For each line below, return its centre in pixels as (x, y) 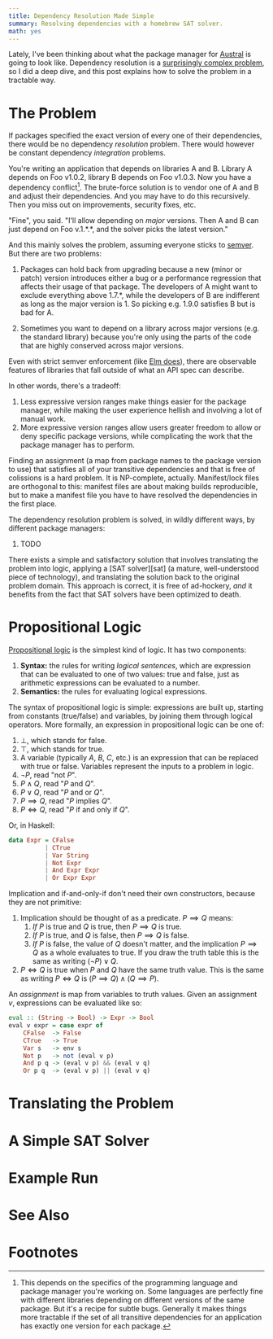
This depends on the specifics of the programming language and (129, 1282)
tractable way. (32, 80)
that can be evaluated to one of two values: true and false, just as (130, 674)
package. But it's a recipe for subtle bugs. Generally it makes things (133, 1308)
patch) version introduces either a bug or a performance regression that (141, 278)
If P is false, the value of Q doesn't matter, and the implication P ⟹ (145, 944)
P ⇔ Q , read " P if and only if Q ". (75, 809)
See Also (39, 1215)
